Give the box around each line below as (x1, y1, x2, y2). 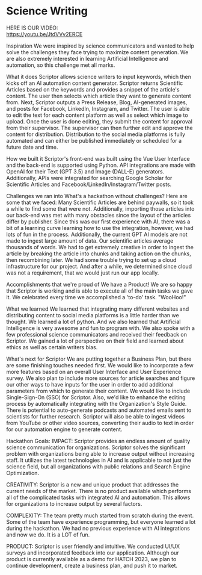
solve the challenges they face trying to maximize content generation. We (6, 48, 189, 55)
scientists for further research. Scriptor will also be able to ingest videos (6, 412, 185, 420)
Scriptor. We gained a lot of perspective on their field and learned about (6, 337, 185, 344)
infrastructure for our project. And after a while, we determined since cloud (6, 263, 192, 270)
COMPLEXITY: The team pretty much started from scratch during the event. (6, 512, 194, 519)
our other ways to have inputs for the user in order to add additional (6, 381, 174, 388)
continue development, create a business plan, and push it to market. (6, 562, 178, 569)
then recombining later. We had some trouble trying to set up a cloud (6, 256, 177, 263)
